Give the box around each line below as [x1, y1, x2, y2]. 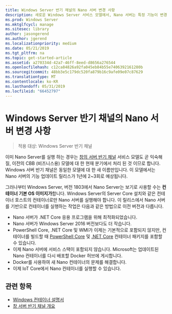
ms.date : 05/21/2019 [5, 46, 50, 51]
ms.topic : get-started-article [5, 55, 72, 61]
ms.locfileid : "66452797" [5, 88, 60, 94]
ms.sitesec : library [5, 27, 50, 32]
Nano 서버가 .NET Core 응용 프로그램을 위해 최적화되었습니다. [12, 214, 137, 221]
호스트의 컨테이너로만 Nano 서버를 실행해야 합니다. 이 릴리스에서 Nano [14, 197, 156, 203]
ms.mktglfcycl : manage [5, 22, 54, 27]
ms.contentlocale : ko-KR [5, 79, 58, 84]
